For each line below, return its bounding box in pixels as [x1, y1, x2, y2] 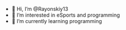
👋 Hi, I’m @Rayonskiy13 [11, 6, 69, 12]
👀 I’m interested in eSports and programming [11, 12, 120, 18]
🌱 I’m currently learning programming [11, 18, 103, 24]
